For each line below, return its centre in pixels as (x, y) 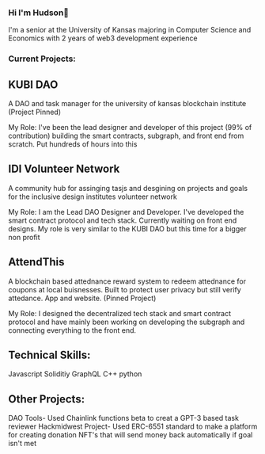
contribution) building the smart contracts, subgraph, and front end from (126, 136)
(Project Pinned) (35, 112)
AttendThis (36, 262)
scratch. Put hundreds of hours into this (73, 144)
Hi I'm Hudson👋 (39, 13)
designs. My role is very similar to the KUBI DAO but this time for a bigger (127, 228)
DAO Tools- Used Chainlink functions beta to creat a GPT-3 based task (124, 418)
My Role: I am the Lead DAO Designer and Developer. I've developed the (126, 212)
